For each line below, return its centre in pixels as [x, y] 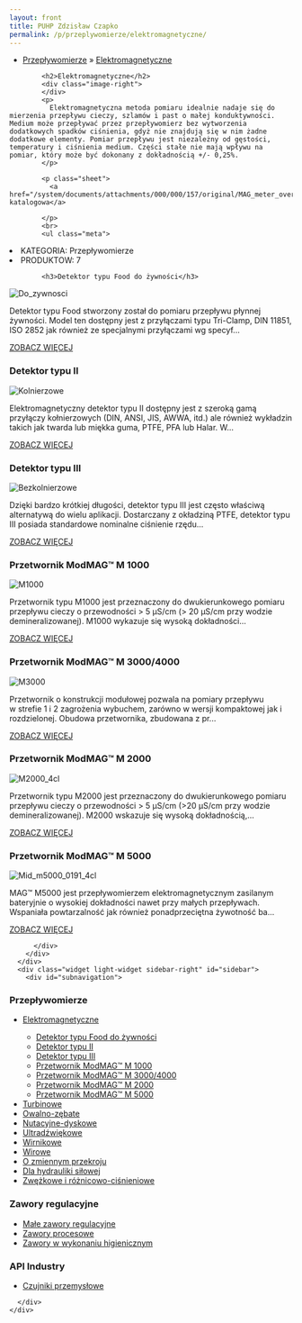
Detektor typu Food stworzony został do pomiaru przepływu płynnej [135, 311]
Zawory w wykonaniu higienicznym [88, 1243]
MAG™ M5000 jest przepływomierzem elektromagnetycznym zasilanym [142, 893]
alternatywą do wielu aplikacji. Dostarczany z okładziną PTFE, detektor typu [150, 514]
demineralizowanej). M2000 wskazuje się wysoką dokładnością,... [132, 815]
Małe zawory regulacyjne [69, 1223]
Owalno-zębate [51, 1114]
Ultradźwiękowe [52, 1133]
